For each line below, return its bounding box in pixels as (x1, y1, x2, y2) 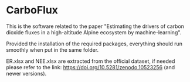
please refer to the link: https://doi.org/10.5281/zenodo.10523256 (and (6, 63, 175, 70)
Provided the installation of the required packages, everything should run (6, 40, 183, 47)
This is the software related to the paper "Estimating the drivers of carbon (6, 23, 185, 30)
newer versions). (6, 70, 47, 77)
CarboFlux (6, 3, 59, 17)
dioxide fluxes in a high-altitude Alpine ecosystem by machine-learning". (6, 28, 182, 35)
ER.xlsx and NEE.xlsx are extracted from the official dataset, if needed (6, 58, 175, 65)
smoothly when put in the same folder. (6, 46, 99, 53)
